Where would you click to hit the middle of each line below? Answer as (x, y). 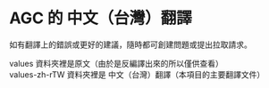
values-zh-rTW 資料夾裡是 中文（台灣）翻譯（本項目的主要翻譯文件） (137, 74)
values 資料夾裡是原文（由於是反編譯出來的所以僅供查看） (116, 63)
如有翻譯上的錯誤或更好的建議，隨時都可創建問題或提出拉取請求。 (130, 44)
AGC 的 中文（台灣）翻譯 (101, 18)
